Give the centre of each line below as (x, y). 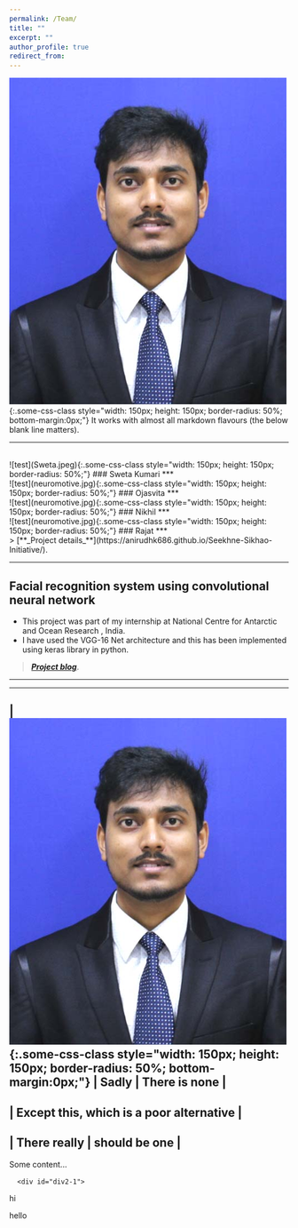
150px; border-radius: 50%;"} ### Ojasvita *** (94, 493)
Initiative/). (29, 550)
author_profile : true (49, 47)
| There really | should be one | (95, 1143)
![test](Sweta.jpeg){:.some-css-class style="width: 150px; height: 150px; (142, 465)
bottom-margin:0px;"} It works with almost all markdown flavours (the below (149, 420)
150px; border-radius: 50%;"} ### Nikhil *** (90, 512)
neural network (52, 600)
